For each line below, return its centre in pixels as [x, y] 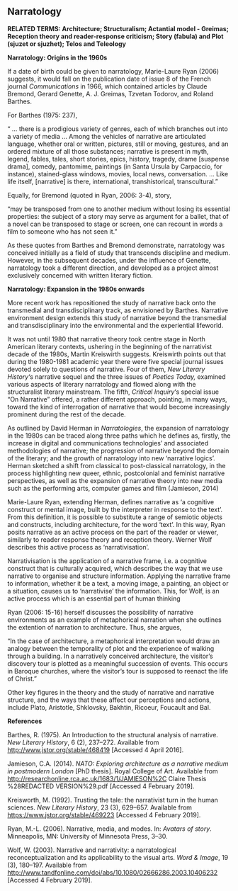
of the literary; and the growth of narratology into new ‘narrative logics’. [111, 458]
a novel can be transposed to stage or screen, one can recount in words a [115, 224]
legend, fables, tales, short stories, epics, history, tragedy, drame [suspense [118, 159]
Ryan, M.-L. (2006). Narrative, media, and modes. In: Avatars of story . [110, 829]
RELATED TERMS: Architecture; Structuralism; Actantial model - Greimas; [118, 28]
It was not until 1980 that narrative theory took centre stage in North [106, 339]
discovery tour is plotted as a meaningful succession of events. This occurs [118, 663]
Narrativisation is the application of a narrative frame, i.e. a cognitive [107, 561]
